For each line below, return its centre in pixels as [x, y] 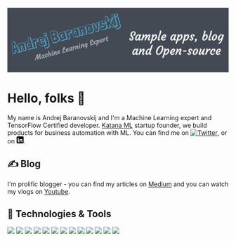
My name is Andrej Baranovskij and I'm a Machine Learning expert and [110, 117]
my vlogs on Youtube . [39, 192]
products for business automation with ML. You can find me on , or [117, 132]
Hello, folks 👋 [46, 98]
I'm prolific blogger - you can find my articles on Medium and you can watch [118, 184]
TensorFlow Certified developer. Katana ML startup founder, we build [107, 125]
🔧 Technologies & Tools [59, 214]
